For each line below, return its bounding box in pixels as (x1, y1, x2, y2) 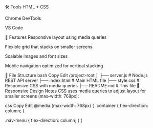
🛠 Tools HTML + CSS (5, 4, 49, 10)
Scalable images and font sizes (5, 53, 68, 59)
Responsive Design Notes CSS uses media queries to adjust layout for (5, 88, 146, 94)
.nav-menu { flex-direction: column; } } (5, 117, 83, 123)
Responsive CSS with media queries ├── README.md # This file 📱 (5, 83, 140, 88)
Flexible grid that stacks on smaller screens (5, 44, 93, 50)
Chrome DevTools (5, 15, 42, 21)
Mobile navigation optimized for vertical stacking (5, 63, 104, 69)
